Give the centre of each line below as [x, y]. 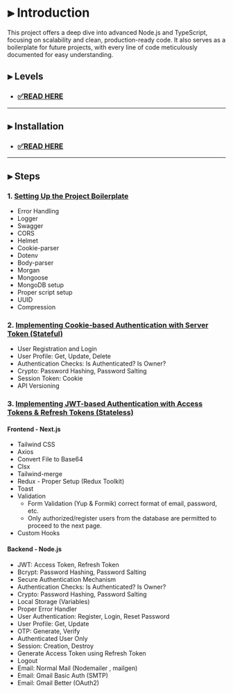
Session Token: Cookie [50, 378]
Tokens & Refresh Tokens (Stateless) [70, 413]
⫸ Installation [36, 127]
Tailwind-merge [40, 474]
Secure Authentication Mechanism [67, 579]
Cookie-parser [38, 248]
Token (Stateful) [35, 334]
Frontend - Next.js [34, 429]
